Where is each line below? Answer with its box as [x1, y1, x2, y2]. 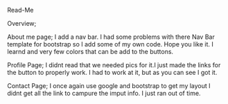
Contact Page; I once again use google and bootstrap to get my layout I [7, 82, 211, 89]
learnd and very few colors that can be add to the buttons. [7, 48, 174, 55]
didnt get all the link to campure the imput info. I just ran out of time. [7, 89, 201, 97]
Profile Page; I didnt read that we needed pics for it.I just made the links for [7, 61, 221, 69]
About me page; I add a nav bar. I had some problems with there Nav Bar [7, 33, 215, 41]
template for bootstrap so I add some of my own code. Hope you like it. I [7, 40, 213, 48]
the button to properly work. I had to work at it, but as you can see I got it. [7, 69, 218, 76]
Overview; [7, 19, 37, 27]
